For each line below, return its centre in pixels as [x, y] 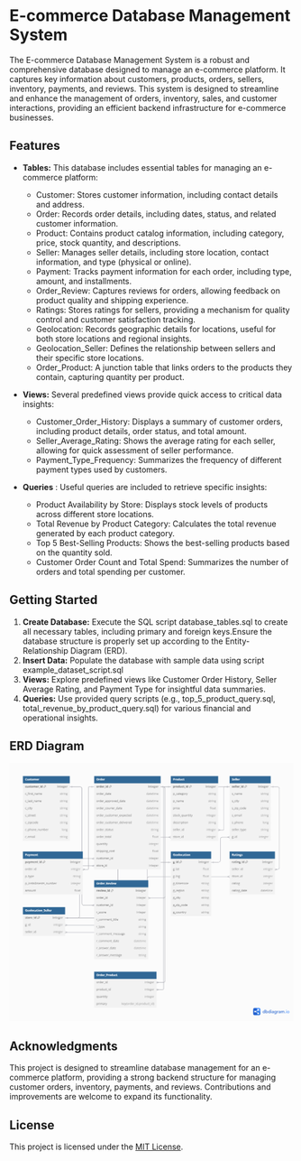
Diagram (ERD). [99, 650]
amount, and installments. [84, 281]
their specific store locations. [90, 358]
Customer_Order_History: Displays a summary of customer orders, [160, 422]
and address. [60, 204]
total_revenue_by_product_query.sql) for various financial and [137, 708]
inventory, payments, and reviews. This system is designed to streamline [144, 88]
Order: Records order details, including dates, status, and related [156, 214]
